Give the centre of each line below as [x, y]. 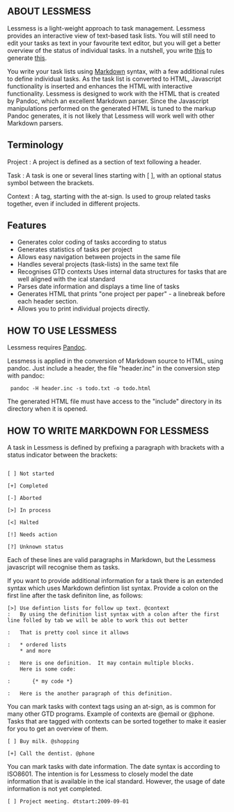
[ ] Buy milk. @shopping [43, 742]
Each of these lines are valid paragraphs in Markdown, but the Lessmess [111, 560]
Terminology [36, 145]
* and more [36, 651]
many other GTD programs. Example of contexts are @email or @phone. [111, 714]
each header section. [48, 302]
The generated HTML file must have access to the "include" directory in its [115, 401]
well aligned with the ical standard [66, 279]
